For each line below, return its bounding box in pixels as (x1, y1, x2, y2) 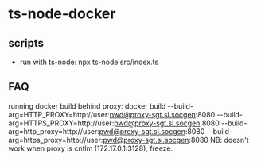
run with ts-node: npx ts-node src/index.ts (19, 57, 159, 67)
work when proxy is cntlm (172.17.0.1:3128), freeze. (8, 144, 173, 153)
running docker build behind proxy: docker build (8, 101, 166, 111)
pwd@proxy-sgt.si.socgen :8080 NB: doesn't (103, 135, 249, 144)
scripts (8, 36, 44, 50)
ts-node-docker (8, 5, 116, 23)
